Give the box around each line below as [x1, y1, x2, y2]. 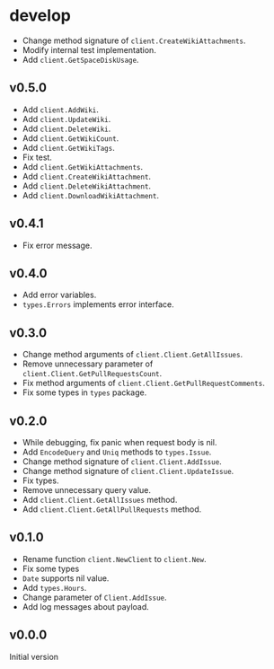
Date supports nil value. [22, 572, 110, 584]
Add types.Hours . [22, 582, 87, 593]
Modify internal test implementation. [22, 44, 157, 55]
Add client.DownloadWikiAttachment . [22, 189, 160, 200]
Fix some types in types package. [22, 387, 147, 398]
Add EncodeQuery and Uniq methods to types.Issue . [22, 446, 212, 457]
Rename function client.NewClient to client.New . [22, 553, 207, 564]
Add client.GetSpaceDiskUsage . [22, 54, 139, 65]
